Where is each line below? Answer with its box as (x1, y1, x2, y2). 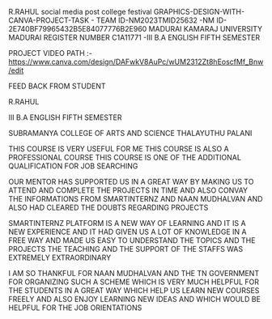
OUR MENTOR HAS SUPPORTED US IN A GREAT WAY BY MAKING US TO (8, 177, 254, 186)
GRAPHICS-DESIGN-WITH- (153, 7, 245, 16)
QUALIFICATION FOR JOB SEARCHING (8, 161, 138, 171)
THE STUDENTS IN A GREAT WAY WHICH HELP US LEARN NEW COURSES (8, 286, 260, 295)
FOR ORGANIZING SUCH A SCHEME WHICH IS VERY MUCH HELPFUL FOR (8, 277, 260, 287)
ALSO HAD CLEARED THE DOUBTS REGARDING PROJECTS (8, 202, 209, 212)
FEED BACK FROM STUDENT (8, 81, 107, 91)
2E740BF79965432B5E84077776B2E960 (8, 24, 147, 33)
